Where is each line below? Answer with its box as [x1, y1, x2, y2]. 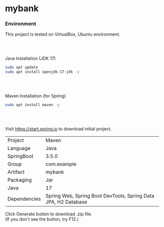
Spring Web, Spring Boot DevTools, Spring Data [45, 192, 155, 199]
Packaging [7, 177, 32, 184]
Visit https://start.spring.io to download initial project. [5, 126, 112, 132]
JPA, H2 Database [45, 199, 87, 206]
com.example [45, 161, 77, 167]
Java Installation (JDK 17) [5, 56, 56, 62]
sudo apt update [5, 65, 38, 70]
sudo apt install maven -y [5, 103, 60, 107]
